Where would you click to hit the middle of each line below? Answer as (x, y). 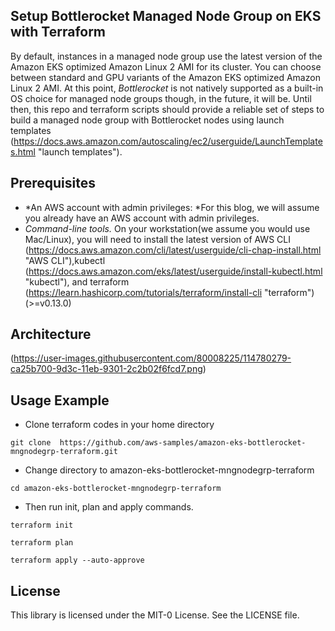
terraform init (42, 525)
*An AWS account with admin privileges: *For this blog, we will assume (172, 207)
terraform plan (42, 543)
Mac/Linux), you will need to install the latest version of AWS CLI (157, 239)
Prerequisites (53, 183)
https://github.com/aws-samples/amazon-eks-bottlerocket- (183, 443)
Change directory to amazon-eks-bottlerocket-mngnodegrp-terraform (169, 470)
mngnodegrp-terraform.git (64, 452)
